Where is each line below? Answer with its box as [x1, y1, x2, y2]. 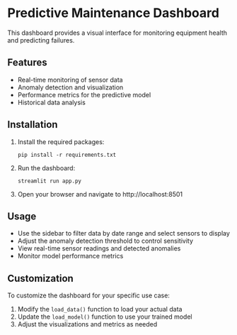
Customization [7, 272, 74, 285]
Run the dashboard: [17, 163, 76, 172]
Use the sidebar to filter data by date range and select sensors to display [17, 229, 230, 238]
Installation [7, 119, 58, 131]
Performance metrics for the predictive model [17, 90, 151, 99]
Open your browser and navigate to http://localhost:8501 [17, 190, 183, 198]
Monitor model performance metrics [17, 252, 124, 260]
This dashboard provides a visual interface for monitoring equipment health [7, 28, 228, 37]
